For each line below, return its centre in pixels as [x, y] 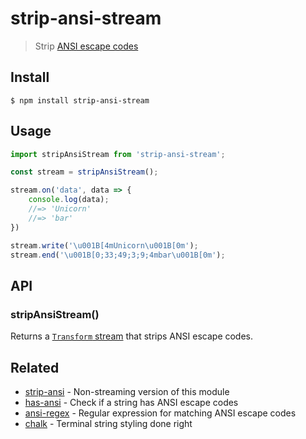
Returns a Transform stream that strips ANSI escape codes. [132, 336]
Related [35, 367]
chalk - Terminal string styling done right [108, 423]
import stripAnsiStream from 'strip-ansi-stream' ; [118, 154]
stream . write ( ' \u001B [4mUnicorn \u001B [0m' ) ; [104, 245]
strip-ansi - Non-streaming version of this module [127, 391]
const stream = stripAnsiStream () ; [84, 172]
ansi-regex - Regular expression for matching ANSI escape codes [160, 413]
